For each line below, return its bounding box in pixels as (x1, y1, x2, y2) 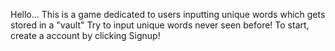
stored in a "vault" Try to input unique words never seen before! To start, (10, 19, 310, 31)
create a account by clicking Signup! (10, 30, 161, 41)
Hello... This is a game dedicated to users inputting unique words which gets (10, 9, 326, 20)
